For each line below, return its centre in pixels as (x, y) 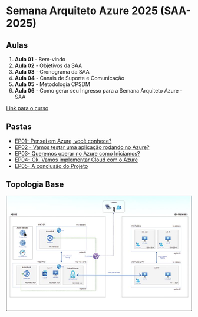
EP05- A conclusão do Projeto (51, 166)
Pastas (19, 127)
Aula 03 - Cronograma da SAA (52, 72)
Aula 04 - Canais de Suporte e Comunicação (70, 78)
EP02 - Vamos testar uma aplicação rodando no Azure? (82, 147)
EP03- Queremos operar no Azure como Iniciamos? (77, 153)
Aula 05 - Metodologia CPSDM (52, 84)
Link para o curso (27, 108)
